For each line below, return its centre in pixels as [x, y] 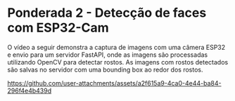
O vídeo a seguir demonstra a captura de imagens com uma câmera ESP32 [116, 47]
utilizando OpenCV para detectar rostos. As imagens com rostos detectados [118, 62]
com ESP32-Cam [58, 28]
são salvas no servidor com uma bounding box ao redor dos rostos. [105, 69]
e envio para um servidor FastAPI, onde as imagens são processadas [108, 55]
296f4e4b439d [29, 90]
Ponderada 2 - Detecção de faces [107, 13]
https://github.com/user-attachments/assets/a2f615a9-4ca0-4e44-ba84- [114, 83]
